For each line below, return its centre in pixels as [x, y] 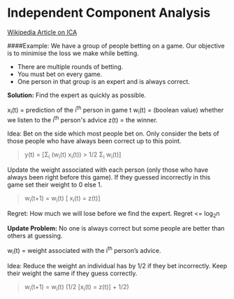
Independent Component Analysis [109, 13]
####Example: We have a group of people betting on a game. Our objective [116, 45]
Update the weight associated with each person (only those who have [108, 170]
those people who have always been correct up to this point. [94, 141]
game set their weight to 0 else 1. [55, 184]
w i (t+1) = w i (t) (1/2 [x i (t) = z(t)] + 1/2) [76, 287]
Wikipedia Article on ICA [42, 32]
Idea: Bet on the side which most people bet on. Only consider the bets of [113, 133]
